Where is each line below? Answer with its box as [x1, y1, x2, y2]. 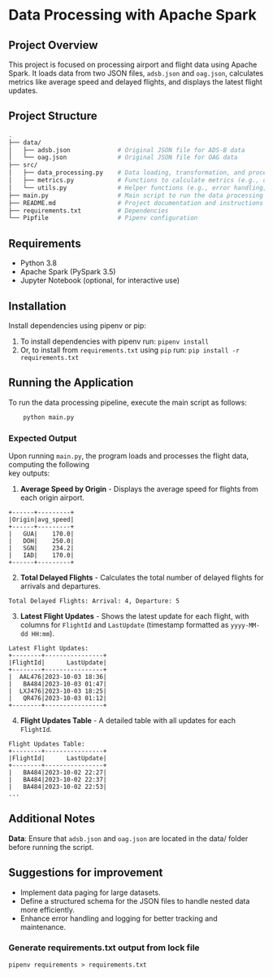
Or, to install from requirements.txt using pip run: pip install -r [19, 344, 240, 355]
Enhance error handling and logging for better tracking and [19, 913, 218, 923]
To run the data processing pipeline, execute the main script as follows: [8, 397, 248, 407]
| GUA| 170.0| [8, 529, 75, 538]
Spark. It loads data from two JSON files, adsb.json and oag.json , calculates [8, 68, 264, 78]
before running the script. [8, 842, 94, 852]
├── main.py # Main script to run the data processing [8, 191, 264, 199]
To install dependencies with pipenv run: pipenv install [19, 336, 210, 346]
